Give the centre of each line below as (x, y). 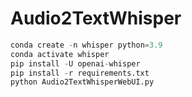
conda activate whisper (60, 54)
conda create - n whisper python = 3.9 (86, 45)
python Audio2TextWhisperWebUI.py (82, 82)
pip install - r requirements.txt (80, 73)
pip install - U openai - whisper (75, 63)
